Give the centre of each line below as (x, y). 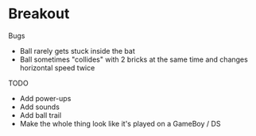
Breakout (39, 14)
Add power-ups (45, 98)
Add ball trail (41, 115)
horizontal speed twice (57, 67)
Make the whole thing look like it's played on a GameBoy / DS (120, 123)
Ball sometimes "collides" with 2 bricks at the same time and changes (134, 59)
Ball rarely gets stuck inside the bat (77, 51)
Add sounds (39, 107)
